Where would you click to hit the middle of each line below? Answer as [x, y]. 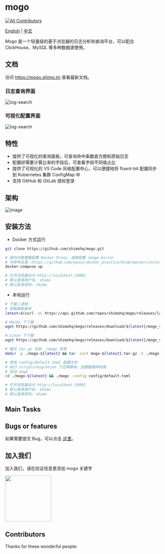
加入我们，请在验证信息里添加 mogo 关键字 [49, 468]
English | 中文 [19, 30]
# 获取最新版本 [18, 309]
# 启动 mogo [16, 372]
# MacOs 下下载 [19, 322]
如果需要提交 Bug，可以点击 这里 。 [41, 438]
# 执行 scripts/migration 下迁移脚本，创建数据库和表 [56, 367]
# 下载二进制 [16, 304]
